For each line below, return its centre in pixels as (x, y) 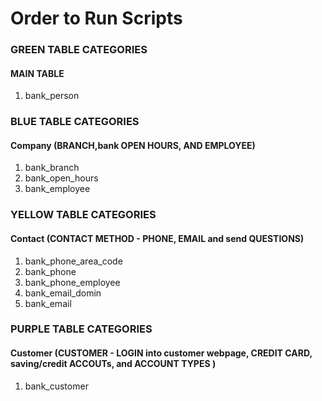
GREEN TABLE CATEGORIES (79, 50)
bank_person (52, 96)
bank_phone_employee (72, 282)
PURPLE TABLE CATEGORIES (81, 329)
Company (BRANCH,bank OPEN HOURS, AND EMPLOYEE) (133, 145)
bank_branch (52, 168)
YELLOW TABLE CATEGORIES (83, 215)
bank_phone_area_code (73, 261)
